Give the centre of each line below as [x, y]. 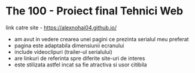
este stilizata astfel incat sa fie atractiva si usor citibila [80, 65]
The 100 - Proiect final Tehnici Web [95, 11]
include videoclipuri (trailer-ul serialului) [63, 51]
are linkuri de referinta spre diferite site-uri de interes [80, 58]
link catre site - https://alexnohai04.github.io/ [61, 28]
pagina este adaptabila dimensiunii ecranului [69, 45]
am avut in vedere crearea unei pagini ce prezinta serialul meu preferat [101, 39]
